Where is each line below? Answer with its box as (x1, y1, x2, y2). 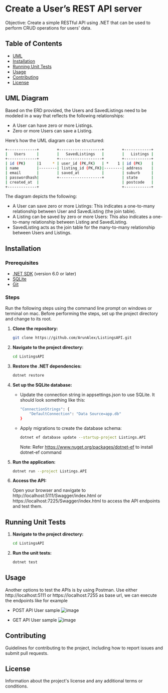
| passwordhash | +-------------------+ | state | (5, 175, 154, 180)
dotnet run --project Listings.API (12, 468, 87, 474)
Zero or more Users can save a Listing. (12, 127, 93, 133)
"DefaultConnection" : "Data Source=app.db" (29, 411, 121, 416)
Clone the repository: (12, 325, 58, 331)
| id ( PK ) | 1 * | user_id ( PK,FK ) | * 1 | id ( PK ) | (5, 161, 154, 166)
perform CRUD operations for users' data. (5, 25, 92, 31)
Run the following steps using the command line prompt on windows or (5, 305, 152, 311)
